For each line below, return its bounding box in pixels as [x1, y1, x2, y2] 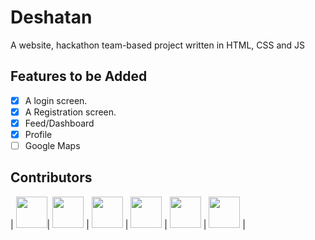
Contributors [10, 169, 93, 186]
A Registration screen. [24, 106, 117, 118]
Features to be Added [10, 68, 148, 85]
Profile [24, 128, 53, 140]
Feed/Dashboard [24, 117, 95, 129]
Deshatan [10, 6, 93, 29]
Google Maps [24, 140, 81, 151]
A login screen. [24, 94, 88, 106]
